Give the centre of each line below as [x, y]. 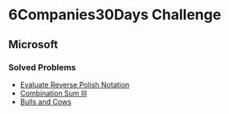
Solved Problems [42, 67]
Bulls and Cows [46, 101]
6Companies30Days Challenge [115, 15]
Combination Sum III [53, 93]
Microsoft [33, 45]
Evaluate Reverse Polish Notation [75, 84]
